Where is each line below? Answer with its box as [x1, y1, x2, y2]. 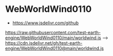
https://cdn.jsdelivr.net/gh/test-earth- [5, 40, 82, 46]
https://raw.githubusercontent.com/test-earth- [5, 29, 101, 35]
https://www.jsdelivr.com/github [12, 20, 79, 26]
